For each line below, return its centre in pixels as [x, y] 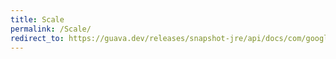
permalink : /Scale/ [51, 29]
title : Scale [37, 19]
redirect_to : [37, 38]
